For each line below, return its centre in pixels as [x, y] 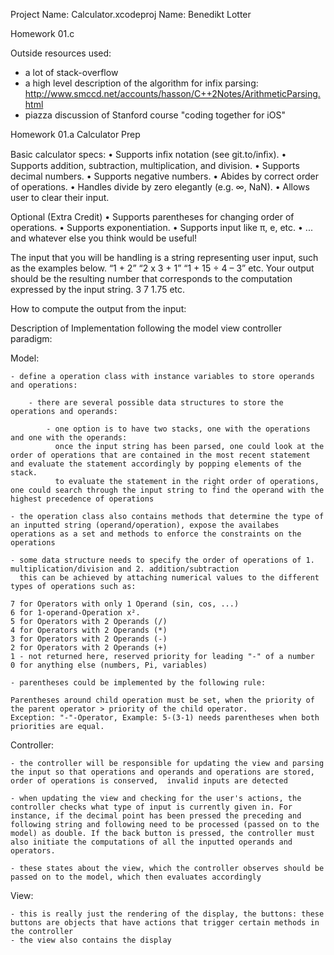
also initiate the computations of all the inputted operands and [151, 842]
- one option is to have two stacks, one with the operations [178, 429]
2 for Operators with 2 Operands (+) [89, 648]
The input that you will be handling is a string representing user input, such [164, 257]
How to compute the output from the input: [98, 308]
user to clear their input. [60, 197]
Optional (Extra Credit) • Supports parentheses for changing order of [152, 217]
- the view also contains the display [91, 940]
